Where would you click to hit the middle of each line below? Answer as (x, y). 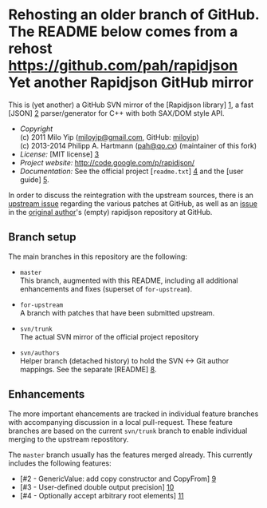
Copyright (36, 129)
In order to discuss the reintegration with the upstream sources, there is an (131, 195)
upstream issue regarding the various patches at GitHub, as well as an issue (133, 203)
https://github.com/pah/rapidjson (123, 66)
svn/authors (39, 353)
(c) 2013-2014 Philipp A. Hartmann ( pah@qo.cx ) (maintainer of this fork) (138, 145)
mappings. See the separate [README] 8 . (88, 369)
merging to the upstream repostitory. (69, 439)
